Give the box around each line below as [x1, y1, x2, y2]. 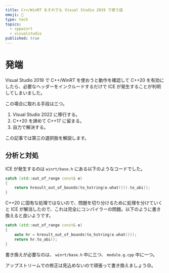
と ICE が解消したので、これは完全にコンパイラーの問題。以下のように [5, 206, 152, 213]
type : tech [5, 17, 28, 22]
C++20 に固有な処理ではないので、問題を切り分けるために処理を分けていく [5, 200, 163, 206]
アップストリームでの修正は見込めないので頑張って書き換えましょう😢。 [5, 262, 156, 268]
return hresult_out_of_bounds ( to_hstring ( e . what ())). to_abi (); [14, 185, 151, 191]
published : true [5, 36, 39, 41]
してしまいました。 [5, 89, 46, 96]
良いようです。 [22, 213, 54, 219]
